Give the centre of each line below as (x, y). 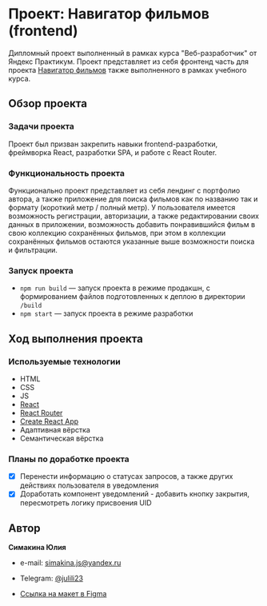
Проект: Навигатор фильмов (109, 14)
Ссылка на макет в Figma (63, 594)
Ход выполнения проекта (76, 339)
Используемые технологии (65, 361)
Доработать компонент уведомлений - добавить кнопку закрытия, (135, 494)
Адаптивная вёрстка (55, 429)
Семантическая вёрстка (62, 438)
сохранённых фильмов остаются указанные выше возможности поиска (132, 241)
